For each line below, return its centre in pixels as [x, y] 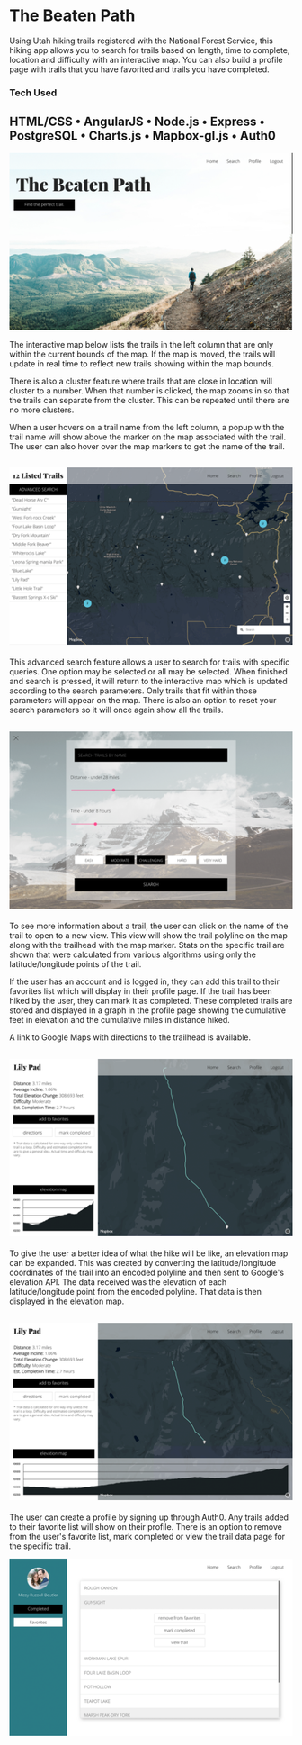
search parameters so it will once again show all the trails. [116, 710]
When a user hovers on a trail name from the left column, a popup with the [147, 427]
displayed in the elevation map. [67, 1301]
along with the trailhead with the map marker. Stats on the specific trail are [147, 945]
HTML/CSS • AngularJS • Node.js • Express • [137, 122]
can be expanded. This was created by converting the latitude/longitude [143, 1263]
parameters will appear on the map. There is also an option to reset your [143, 701]
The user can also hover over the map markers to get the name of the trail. [147, 446]
